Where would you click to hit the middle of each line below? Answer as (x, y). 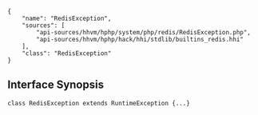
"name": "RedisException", (67, 18)
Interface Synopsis (56, 85)
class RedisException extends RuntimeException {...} (99, 103)
